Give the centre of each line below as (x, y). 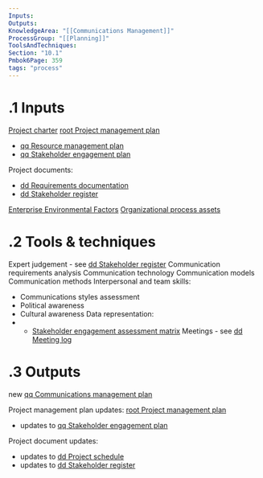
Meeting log (52, 339)
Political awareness (52, 305)
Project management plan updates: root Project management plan (117, 410)
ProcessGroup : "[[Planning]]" (59, 38)
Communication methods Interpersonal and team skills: (100, 281)
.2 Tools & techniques (82, 241)
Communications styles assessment (80, 296)
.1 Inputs (37, 107)
